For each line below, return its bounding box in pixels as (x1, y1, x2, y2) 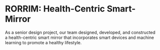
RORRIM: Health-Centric (5, 3, 105, 14)
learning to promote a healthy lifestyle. (5, 39, 82, 45)
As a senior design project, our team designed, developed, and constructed (5, 29, 156, 35)
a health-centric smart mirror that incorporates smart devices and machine (5, 35, 154, 40)
